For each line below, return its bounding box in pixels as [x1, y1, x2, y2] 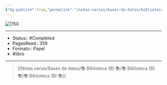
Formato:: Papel [12, 45, 45, 51]
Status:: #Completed [12, 35, 55, 41]
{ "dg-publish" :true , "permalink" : [5, 7, 75, 12]
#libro [12, 50, 25, 57]
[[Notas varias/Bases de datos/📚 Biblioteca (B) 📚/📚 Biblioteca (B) [17, 65, 155, 71]
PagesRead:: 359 [12, 40, 48, 46]
